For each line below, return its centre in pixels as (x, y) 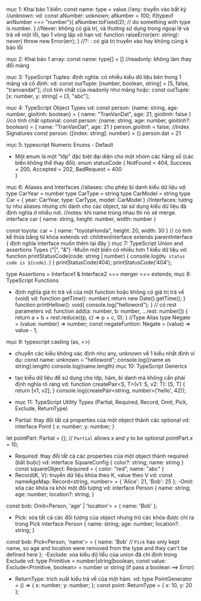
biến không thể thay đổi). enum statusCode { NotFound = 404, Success (103, 163)
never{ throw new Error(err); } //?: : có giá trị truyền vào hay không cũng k (97, 41)
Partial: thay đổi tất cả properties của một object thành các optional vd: (102, 420)
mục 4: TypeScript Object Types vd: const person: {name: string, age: (92, 108)
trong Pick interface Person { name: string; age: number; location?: (97, 524)
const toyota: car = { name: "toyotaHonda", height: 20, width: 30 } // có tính (99, 230)
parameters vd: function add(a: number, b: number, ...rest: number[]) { (101, 311)
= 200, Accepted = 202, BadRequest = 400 (68, 169)
